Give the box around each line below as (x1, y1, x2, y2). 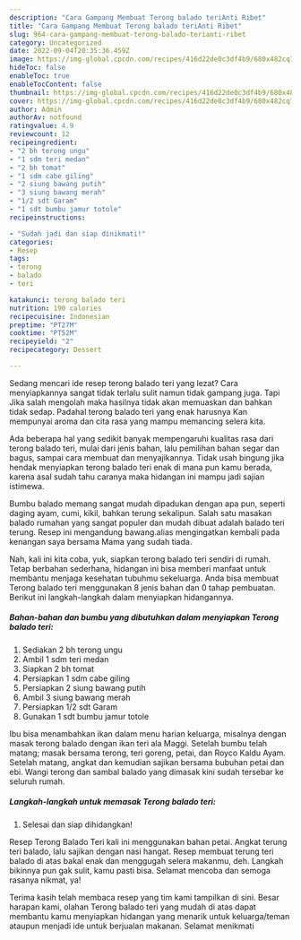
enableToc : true (9, 72, 70, 81)
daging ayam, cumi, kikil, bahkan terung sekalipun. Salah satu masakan (9, 507, 272, 518)
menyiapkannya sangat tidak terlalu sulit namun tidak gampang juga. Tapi (9, 387, 280, 398)
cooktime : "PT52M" (9, 329, 78, 338)
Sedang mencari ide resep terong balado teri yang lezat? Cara (9, 377, 239, 388)
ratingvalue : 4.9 (9, 122, 74, 131)
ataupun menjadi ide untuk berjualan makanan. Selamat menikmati (9, 920, 254, 931)
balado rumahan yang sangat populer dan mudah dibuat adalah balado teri (9, 517, 285, 528)
